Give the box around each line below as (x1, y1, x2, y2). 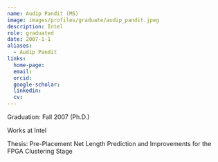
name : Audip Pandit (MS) (7, 10, 79, 17)
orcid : (13, 74, 33, 82)
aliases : (7, 42, 33, 49)
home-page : (13, 62, 45, 69)
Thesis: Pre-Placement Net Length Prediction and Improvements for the (7, 140, 212, 147)
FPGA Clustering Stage (7, 147, 73, 155)
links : (7, 55, 26, 62)
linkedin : (13, 87, 42, 94)
